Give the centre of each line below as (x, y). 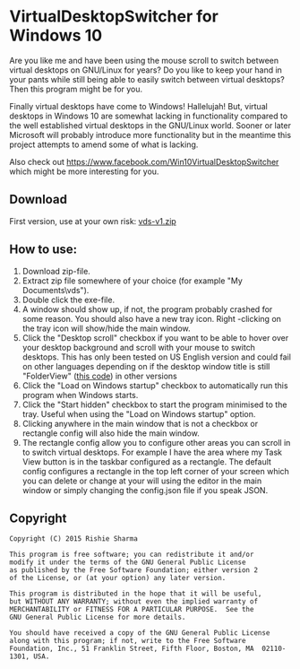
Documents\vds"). (56, 290)
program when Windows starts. (80, 395)
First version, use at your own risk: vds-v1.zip (93, 221)
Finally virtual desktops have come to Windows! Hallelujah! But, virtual (139, 106)
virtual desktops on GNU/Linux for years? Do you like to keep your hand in (146, 70)
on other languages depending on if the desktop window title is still (146, 366)
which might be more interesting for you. (84, 171)
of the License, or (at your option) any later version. (118, 578)
